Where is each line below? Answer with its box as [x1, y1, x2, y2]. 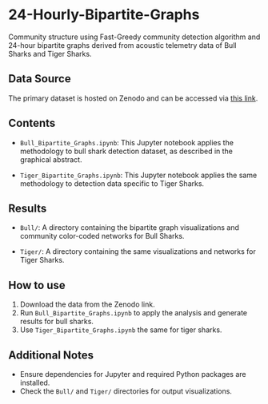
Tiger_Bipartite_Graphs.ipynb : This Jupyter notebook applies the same [19, 170, 258, 180]
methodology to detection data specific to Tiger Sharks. [19, 178, 205, 188]
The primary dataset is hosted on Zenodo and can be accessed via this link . [8, 93, 258, 103]
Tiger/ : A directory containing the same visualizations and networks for [19, 247, 256, 256]
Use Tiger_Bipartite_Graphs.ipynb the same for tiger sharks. [19, 325, 222, 335]
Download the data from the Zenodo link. [19, 299, 155, 309]
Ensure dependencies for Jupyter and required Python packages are [19, 370, 246, 378]
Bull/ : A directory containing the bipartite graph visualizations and [19, 223, 240, 232]
